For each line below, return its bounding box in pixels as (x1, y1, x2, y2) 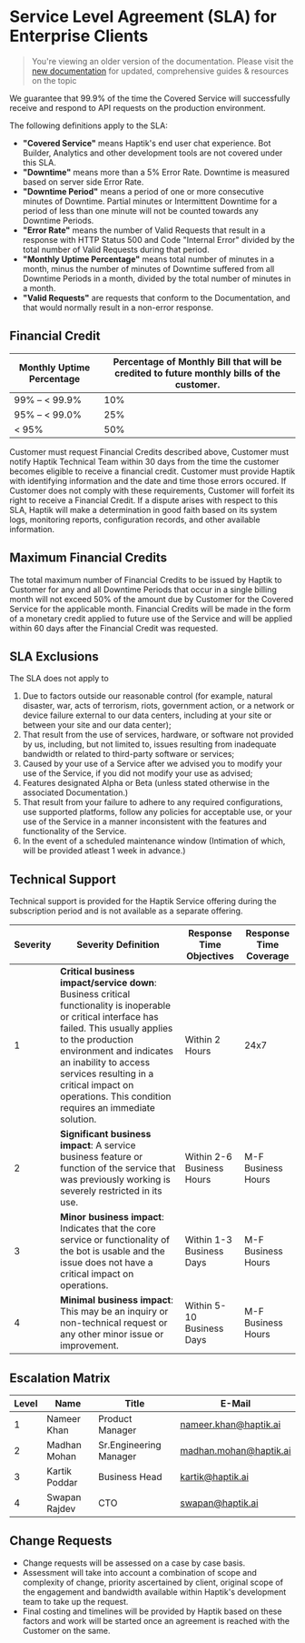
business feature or (60, 1151, 143, 1164)
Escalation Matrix (9, 1370, 111, 1386)
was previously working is (60, 1174, 171, 1186)
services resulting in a (60, 1067, 154, 1080)
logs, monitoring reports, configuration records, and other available (9, 514, 261, 525)
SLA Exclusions (9, 649, 100, 664)
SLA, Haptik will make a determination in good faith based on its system (9, 504, 278, 515)
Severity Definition (76, 939, 161, 952)
